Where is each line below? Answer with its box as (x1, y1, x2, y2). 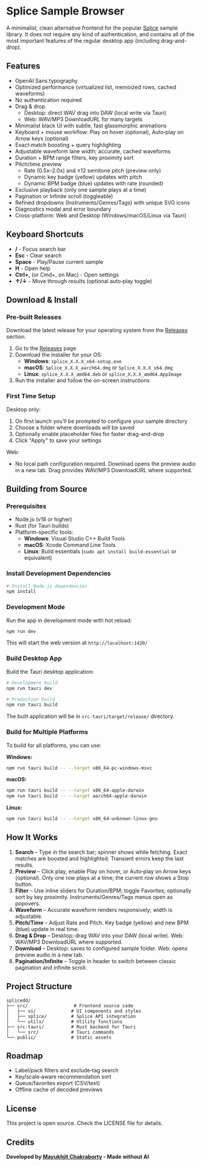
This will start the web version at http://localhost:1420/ (6, 639, 148, 647)
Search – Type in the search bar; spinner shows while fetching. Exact (14, 848, 188, 856)
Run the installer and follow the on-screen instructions (14, 377, 150, 384)
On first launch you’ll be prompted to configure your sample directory (14, 417, 188, 424)
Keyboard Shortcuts (6, 229, 84, 240)
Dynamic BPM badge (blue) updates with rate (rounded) (24, 179, 164, 187)
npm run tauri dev (6, 685, 52, 691)
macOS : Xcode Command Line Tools (24, 542, 116, 549)
